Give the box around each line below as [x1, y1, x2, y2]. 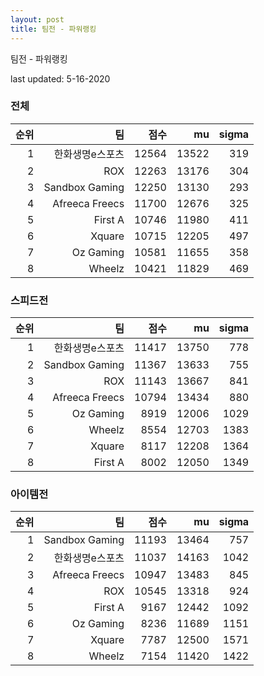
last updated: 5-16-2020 [10, 72, 111, 85]
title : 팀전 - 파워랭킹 [10, 24, 97, 34]
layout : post [10, 14, 65, 25]
